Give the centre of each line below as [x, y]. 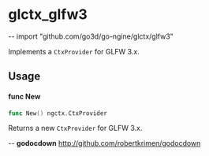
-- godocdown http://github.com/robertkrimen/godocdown [104, 143]
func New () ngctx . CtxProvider [58, 113]
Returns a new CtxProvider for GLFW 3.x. [75, 128]
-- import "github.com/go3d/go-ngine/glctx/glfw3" [91, 36]
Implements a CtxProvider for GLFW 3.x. [74, 51]
